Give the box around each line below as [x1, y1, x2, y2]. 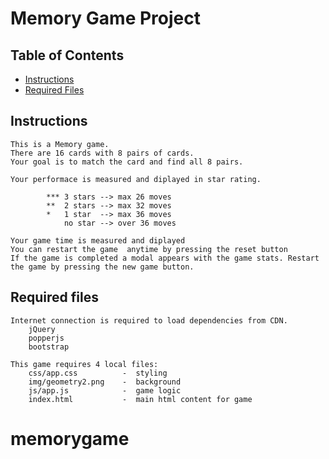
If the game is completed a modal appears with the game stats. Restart [10, 253, 320, 263]
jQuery [28, 324, 56, 334]
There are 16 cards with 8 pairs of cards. [10, 148, 195, 158]
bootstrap [28, 342, 70, 352]
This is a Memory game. [10, 139, 110, 149]
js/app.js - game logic [28, 385, 182, 396]
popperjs [28, 333, 65, 343]
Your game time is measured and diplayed [10, 235, 186, 246]
